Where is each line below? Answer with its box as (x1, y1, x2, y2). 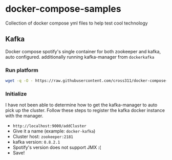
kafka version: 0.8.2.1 (12, 139, 60, 145)
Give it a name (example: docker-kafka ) (12, 128, 96, 134)
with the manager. (5, 113, 44, 119)
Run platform (5, 66, 38, 74)
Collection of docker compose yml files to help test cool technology (5, 20, 148, 26)
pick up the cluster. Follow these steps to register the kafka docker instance (5, 107, 165, 113)
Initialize (5, 90, 27, 97)
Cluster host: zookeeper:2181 (12, 133, 73, 140)
